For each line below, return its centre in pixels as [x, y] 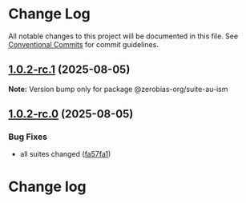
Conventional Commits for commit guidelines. [83, 44]
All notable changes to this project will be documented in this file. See [123, 36]
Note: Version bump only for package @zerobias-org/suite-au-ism [118, 89]
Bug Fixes [28, 137]
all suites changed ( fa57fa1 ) [65, 154]
